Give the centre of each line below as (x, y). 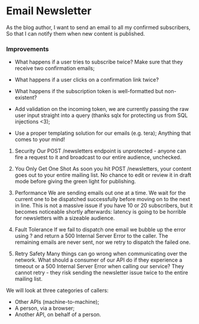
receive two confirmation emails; (54, 68)
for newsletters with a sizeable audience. (65, 218)
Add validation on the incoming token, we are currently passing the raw (102, 109)
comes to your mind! (40, 139)
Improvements (28, 49)
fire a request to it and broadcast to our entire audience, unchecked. (98, 157)
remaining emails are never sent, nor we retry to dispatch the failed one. (102, 242)
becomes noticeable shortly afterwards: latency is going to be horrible (100, 212)
